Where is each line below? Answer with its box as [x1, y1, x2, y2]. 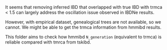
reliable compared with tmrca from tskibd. [5, 39, 91, 45]
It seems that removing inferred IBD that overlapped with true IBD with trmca [5, 4, 163, 10]
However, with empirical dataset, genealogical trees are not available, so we [5, 19, 161, 25]
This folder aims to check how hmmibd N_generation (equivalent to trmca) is [5, 34, 162, 40]
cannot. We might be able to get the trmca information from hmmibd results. [5, 24, 162, 30]
